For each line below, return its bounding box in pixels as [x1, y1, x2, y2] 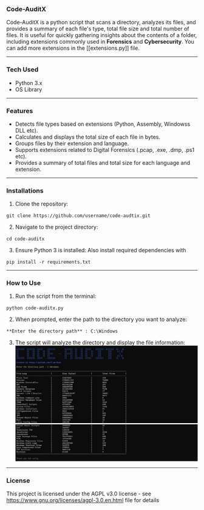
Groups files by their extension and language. [15, 139, 129, 147]
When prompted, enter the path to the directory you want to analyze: [15, 315, 187, 323]
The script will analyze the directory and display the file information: [15, 339, 185, 346]
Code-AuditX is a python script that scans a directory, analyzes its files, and [6, 19, 196, 26]
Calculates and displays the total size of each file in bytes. [15, 133, 161, 140]
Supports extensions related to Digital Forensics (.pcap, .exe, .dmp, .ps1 [15, 146, 195, 153]
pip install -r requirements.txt [6, 259, 91, 266]
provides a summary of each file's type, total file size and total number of [6, 25, 189, 32]
